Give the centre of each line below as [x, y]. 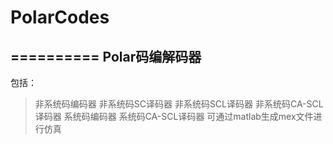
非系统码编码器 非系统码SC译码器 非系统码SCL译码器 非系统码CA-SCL [179, 104]
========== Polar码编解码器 [106, 56]
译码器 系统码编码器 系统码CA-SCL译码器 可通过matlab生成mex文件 [174, 116]
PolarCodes [60, 17]
